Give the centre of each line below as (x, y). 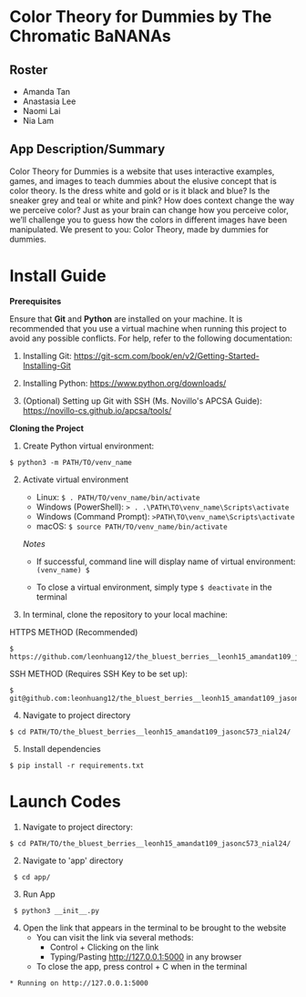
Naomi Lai (41, 111)
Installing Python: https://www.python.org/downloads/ (124, 383)
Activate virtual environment (76, 479)
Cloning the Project (47, 428)
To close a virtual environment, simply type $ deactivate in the (154, 587)
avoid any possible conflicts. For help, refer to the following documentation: (151, 338)
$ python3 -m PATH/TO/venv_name (71, 462)
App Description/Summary (87, 149)
